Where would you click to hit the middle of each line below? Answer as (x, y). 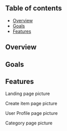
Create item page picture (31, 104)
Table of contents (33, 8)
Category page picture (29, 123)
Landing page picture (28, 94)
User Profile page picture (31, 113)
